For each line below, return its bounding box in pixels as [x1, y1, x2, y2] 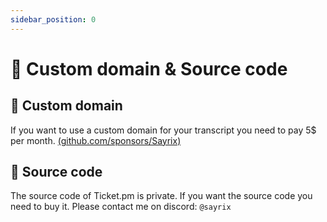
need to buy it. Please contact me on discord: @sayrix [10, 201, 232, 213]
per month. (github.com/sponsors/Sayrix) [10, 134, 182, 146]
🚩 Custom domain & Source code [10, 57, 288, 80]
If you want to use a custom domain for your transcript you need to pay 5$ [10, 124, 317, 136]
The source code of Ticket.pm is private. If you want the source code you [10, 190, 313, 202]
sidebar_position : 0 [10, 14, 97, 25]
